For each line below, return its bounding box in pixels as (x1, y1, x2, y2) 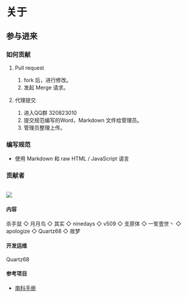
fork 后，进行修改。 (23, 76, 72, 83)
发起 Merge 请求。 (23, 84, 69, 91)
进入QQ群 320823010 (23, 109, 77, 116)
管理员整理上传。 (23, 124, 66, 131)
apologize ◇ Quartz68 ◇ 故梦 (6, 227, 81, 235)
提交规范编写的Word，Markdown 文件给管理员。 (23, 117, 142, 124)
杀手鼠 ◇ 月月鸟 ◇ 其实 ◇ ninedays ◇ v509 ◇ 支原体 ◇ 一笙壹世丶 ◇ (6, 220, 182, 227)
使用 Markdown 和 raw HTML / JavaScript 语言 (14, 155, 129, 162)
